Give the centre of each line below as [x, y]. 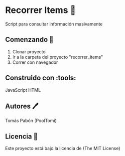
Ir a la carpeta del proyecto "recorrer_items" [58, 57]
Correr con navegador [35, 62]
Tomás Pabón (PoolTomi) [31, 121]
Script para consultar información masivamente [54, 24]
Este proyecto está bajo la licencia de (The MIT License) [63, 149]
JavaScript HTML [23, 90]
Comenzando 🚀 [29, 40]
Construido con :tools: [41, 78]
